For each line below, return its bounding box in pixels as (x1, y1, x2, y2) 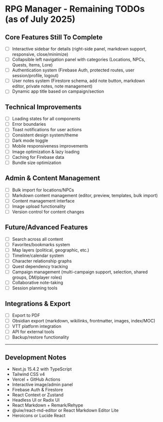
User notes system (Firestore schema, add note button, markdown (12, 78, 145, 84)
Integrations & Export (5, 300, 71, 308)
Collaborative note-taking (12, 280, 63, 286)
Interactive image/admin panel (12, 382, 73, 388)
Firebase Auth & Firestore (12, 387, 63, 393)
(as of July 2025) (5, 14, 76, 25)
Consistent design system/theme (12, 132, 79, 138)
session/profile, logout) (12, 73, 59, 79)
